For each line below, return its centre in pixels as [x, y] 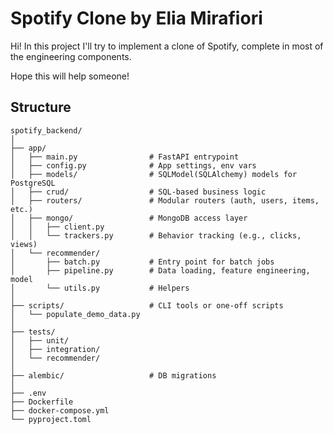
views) [24, 244]
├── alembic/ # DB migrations [113, 375]
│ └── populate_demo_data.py [75, 314]
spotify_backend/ [46, 130]
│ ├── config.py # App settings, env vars [133, 165]
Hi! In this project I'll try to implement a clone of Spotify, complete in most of [167, 46]
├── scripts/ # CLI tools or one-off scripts [147, 305]
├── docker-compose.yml [60, 410]
